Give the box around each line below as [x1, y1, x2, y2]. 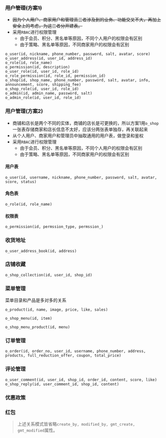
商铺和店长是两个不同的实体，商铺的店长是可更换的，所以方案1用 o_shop [12, 120, 159, 126]
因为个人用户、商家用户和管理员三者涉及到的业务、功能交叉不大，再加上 [12, 16, 161, 23]
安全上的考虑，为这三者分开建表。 [12, 23, 83, 29]
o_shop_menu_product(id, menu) [5, 325, 70, 330]
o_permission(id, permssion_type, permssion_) [5, 224, 104, 229]
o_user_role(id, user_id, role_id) [5, 69, 79, 74]
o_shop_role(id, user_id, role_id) [5, 86, 79, 92]
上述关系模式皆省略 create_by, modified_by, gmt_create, [17, 421, 136, 427]
